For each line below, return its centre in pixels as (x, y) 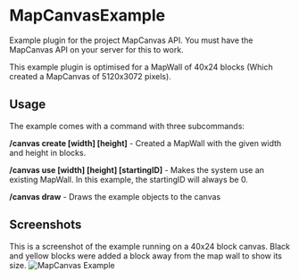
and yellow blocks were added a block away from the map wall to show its (146, 256)
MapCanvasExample (87, 16)
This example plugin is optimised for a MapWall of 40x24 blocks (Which (141, 67)
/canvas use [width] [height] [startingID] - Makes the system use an (137, 169)
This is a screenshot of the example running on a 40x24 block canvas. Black (149, 246)
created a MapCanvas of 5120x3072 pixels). (90, 76)
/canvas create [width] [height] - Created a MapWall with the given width (145, 143)
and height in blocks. (48, 152)
